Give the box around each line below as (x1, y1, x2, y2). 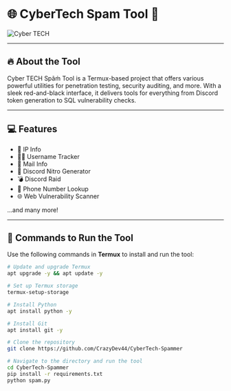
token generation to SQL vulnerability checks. (7, 96, 136, 104)
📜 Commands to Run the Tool (7, 232, 134, 244)
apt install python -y (7, 308, 72, 315)
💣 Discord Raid (16, 175, 61, 183)
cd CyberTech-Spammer (7, 364, 69, 371)
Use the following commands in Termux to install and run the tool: (7, 251, 195, 259)
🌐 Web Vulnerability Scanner (16, 192, 100, 200)
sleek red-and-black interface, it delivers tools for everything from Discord (7, 89, 219, 97)
